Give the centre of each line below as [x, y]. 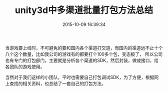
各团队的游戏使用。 [25, 66]
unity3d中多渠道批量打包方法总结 [84, 10]
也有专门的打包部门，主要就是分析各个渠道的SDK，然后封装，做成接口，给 [82, 60]
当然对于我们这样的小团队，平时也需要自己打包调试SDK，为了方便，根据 [80, 77]
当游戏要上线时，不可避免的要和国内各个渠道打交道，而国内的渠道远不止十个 [84, 47]
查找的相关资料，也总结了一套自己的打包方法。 [57, 83]
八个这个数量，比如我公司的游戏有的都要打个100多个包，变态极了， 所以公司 [84, 54]
